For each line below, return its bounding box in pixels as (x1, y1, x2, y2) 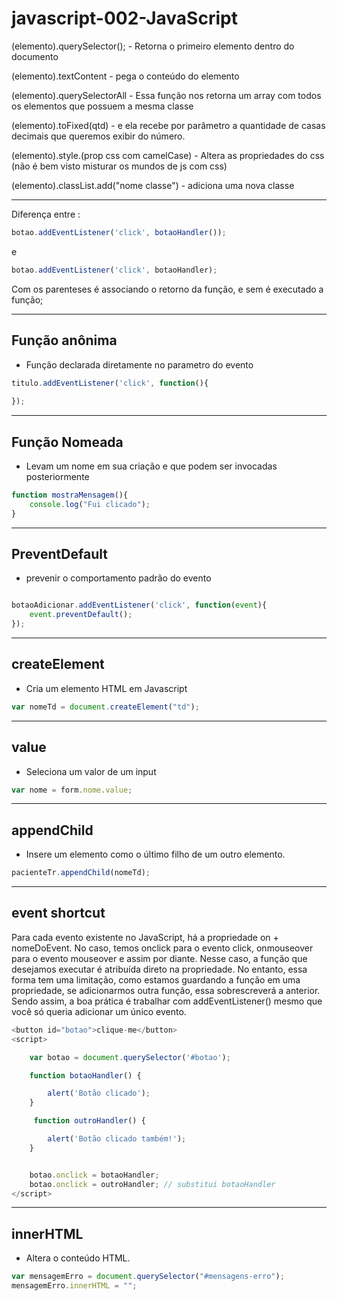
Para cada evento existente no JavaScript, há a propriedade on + (11, 931, 279, 943)
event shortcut (11, 905, 106, 922)
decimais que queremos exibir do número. (11, 130, 186, 142)
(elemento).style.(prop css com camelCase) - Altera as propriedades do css (11, 149, 325, 161)
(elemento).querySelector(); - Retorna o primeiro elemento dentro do (11, 40, 295, 52)
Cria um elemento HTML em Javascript (25, 682, 188, 694)
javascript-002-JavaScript (11, 7, 238, 30)
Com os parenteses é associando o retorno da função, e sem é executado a (11, 283, 324, 295)
